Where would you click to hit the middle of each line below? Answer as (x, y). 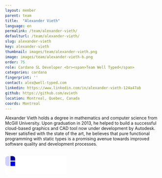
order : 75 (15, 62)
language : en (18, 26)
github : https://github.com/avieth (41, 93)
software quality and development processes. (51, 144)
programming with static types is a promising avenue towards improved (77, 139)
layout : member (21, 10)
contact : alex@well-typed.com (36, 83)
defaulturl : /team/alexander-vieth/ (42, 36)
